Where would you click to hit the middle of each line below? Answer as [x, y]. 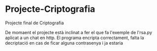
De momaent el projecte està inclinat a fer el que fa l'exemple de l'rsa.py [78, 32]
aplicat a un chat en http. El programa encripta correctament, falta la [75, 38]
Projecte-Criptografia [50, 9]
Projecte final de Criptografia [35, 23]
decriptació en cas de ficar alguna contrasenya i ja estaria [64, 43]
